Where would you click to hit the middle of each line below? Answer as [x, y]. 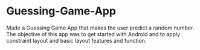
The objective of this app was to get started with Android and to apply [93, 34]
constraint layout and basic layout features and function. [76, 40]
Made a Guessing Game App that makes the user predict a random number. [100, 28]
